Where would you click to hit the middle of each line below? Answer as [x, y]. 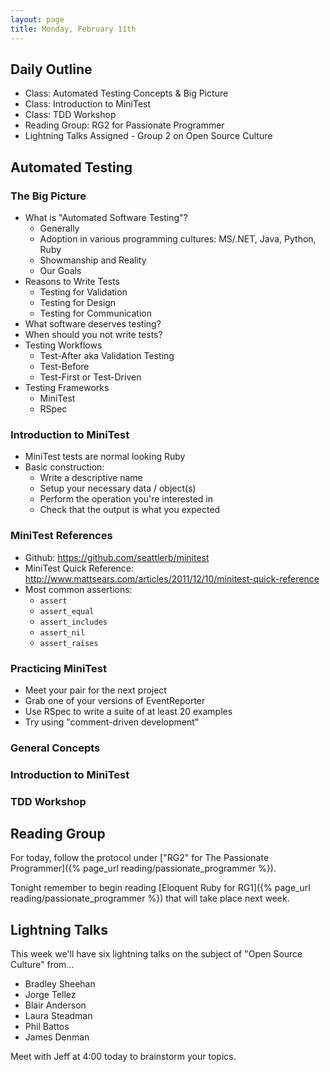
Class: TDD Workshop [70, 115]
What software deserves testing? [93, 324]
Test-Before [64, 366]
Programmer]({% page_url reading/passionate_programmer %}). [143, 868]
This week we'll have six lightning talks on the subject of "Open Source [156, 954]
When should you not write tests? [93, 334]
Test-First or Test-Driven [90, 377]
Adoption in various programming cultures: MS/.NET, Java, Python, [178, 239]
